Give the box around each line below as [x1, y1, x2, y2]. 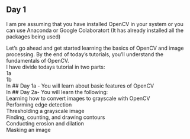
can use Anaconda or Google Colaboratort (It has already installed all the [6, 27, 184, 34]
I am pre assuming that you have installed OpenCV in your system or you [6, 20, 183, 27]
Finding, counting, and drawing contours [6, 114, 105, 121]
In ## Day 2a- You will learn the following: [6, 88, 108, 95]
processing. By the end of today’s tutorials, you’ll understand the [6, 50, 164, 58]
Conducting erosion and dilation [6, 119, 84, 127]
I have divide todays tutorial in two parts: [6, 63, 105, 70]
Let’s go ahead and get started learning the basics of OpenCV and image [6, 44, 184, 51]
